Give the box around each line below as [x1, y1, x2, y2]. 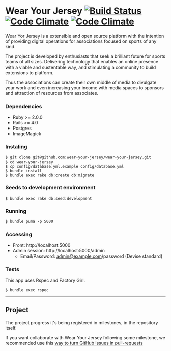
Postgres [12, 125, 32, 132]
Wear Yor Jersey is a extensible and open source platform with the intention [5, 33, 164, 39]
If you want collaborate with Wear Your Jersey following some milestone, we [5, 334, 165, 340]
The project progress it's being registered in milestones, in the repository [5, 319, 158, 325]
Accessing [5, 231, 33, 238]
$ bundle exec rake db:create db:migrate [5, 173, 95, 178]
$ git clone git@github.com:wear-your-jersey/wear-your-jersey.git [5, 155, 152, 160]
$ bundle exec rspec [5, 287, 49, 292]
